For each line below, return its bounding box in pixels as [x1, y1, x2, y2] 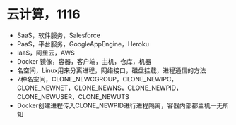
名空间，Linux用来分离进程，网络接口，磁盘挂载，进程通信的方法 [16, 66, 206, 74]
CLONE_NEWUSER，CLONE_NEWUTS [16, 92, 130, 100]
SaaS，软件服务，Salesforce [16, 31, 100, 39]
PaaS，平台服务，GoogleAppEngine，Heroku [16, 39, 150, 48]
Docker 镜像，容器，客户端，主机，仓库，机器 [16, 57, 152, 65]
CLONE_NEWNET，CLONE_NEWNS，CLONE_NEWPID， [16, 84, 183, 92]
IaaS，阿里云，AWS [16, 48, 75, 57]
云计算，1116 [6, 6, 81, 22]
